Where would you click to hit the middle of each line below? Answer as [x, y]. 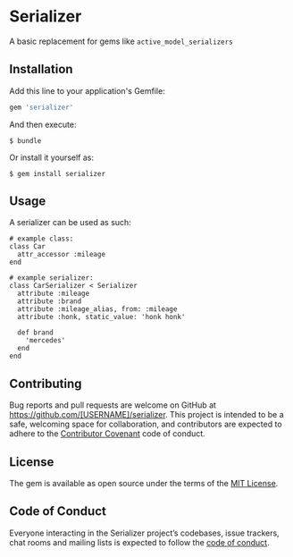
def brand [35, 333]
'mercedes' [46, 341]
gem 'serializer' [42, 107]
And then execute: [43, 124]
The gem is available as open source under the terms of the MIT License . [144, 484]
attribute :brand [50, 301]
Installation [41, 69]
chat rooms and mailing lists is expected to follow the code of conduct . [139, 542]
